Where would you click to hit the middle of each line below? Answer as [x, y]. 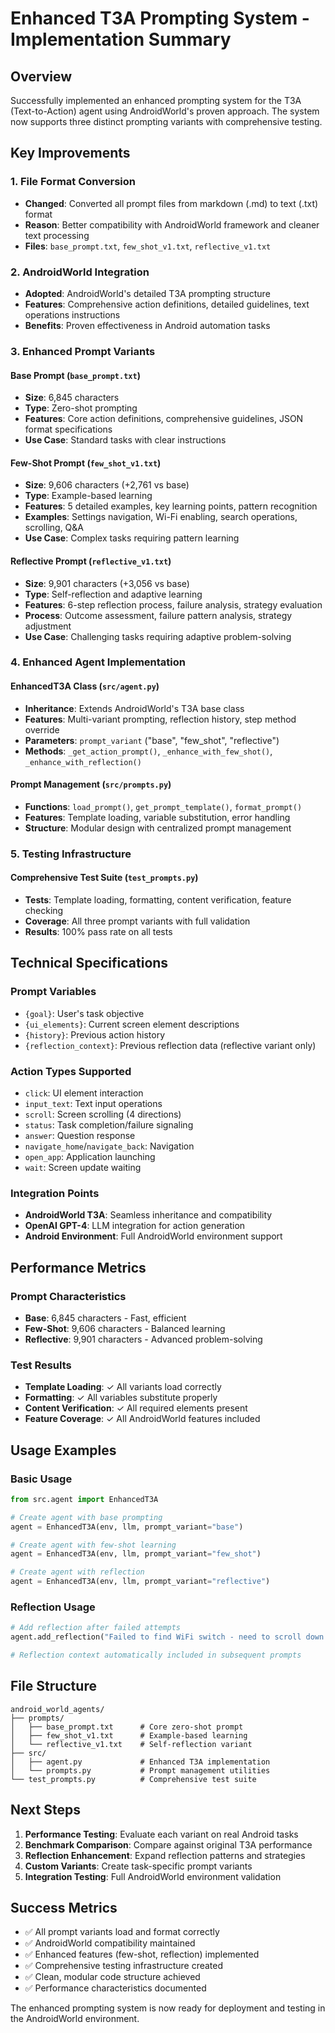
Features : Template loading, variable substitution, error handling [157, 817]
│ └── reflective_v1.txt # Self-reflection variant [131, 1744]
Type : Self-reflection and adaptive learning [113, 594]
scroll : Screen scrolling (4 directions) [103, 1114]
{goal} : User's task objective [84, 1013]
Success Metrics [64, 1907]
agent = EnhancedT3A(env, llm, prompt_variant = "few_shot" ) [136, 1554]
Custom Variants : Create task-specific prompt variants [138, 1866]
